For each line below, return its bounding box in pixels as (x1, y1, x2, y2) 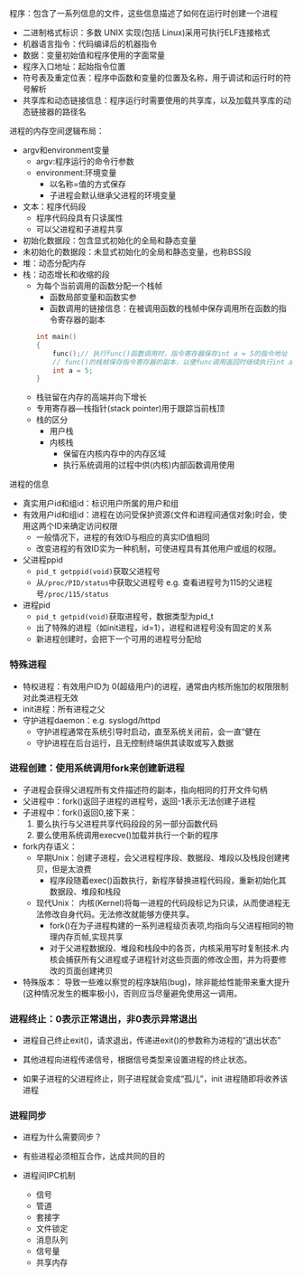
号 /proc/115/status (35, 589, 110, 600)
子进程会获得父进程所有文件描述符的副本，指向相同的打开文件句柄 (22, 784, 268, 795)
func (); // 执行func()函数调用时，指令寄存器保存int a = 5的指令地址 (52, 349, 289, 358)
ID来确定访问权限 (53, 521, 118, 532)
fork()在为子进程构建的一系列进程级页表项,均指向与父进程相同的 (49, 920, 286, 931)
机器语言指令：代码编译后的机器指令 (22, 39, 158, 49)
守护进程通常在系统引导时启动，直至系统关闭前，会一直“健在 (35, 726, 262, 737)
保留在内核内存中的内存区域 (62, 449, 167, 459)
